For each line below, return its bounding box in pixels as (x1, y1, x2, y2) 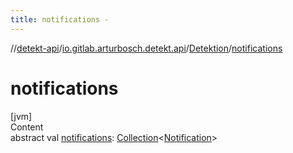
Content (10, 121, 44, 133)
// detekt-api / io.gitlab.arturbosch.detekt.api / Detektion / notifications (10, 42, 283, 54)
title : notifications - (10, 14, 110, 25)
